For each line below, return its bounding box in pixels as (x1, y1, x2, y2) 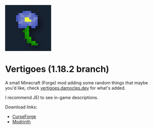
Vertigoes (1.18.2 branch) (5, 64, 109, 75)
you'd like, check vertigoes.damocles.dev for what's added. (5, 85, 126, 91)
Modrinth (12, 119, 31, 125)
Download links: (5, 104, 38, 110)
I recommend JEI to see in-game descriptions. (5, 94, 99, 100)
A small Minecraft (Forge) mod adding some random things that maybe (5, 79, 149, 85)
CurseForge (12, 113, 37, 119)
